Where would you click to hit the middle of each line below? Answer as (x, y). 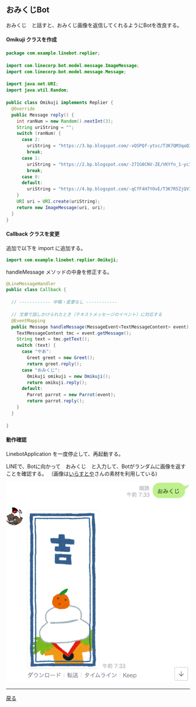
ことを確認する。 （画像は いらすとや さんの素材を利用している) (82, 473)
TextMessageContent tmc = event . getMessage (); (74, 333)
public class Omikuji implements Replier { (60, 103)
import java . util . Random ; (37, 90)
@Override (23, 109)
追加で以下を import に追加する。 (46, 248)
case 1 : (31, 158)
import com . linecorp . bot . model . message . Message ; (66, 71)
